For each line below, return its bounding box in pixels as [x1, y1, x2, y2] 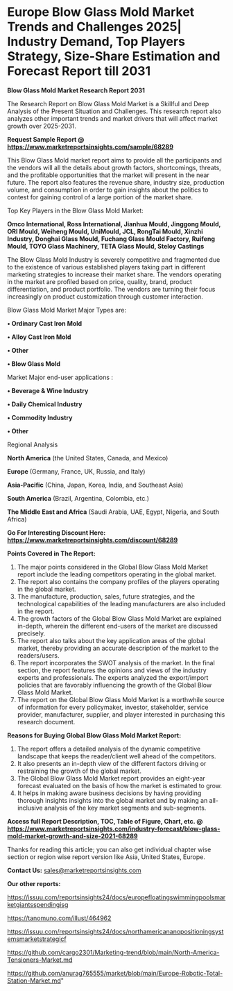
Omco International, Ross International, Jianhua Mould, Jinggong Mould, [7, 219, 221, 228]
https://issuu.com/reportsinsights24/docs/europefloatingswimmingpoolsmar [7, 893, 226, 901]
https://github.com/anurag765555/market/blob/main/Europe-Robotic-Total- [7, 969, 223, 977]
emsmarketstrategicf [7, 935, 67, 943]
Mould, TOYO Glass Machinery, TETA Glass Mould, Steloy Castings [7, 242, 205, 250]
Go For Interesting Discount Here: [7, 528, 106, 537]
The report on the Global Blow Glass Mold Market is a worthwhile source [17, 695, 225, 703]
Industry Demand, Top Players [7, 34, 186, 49]
